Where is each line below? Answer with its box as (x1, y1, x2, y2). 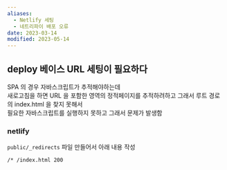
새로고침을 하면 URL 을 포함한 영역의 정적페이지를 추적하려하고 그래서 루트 (7, 91, 208, 100)
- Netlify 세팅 (13, 17, 54, 23)
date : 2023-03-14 (7, 29, 57, 37)
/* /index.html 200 (7, 157, 64, 164)
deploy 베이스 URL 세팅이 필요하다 (7, 63, 147, 75)
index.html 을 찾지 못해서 (14, 100, 83, 108)
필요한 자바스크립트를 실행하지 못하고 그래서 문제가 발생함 (7, 108, 163, 117)
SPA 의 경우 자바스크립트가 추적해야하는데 (7, 82, 121, 91)
